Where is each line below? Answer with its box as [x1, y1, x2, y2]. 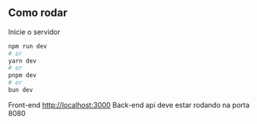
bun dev [8, 86, 34, 94]
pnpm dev [8, 71, 37, 79]
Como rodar [8, 6, 68, 20]
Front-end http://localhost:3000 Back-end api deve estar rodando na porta [8, 100, 250, 109]
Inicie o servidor [8, 27, 61, 36]
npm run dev [8, 42, 47, 50]
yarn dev [8, 57, 37, 65]
